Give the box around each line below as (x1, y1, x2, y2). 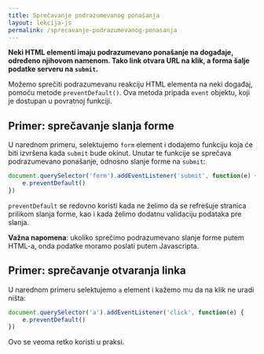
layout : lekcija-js (8, 19, 72, 27)
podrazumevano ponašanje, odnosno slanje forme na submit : (8, 157, 206, 166)
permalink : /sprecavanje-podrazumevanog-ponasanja (8, 26, 178, 34)
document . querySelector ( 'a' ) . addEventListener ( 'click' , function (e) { (8, 308, 244, 316)
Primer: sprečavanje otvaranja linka (8, 264, 186, 278)
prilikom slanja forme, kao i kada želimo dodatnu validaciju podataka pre (8, 209, 242, 219)
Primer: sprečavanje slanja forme (8, 119, 174, 132)
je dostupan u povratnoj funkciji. (8, 96, 112, 106)
